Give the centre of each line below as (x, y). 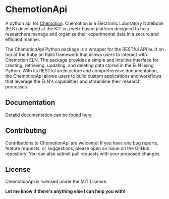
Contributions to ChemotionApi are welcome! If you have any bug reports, (82, 143)
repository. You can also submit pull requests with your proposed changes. (83, 154)
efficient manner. (23, 39)
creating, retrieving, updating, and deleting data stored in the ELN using (79, 65)
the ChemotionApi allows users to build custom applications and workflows (83, 76)
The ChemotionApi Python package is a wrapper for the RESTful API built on (84, 49)
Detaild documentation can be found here (48, 115)
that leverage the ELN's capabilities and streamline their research (73, 81)
